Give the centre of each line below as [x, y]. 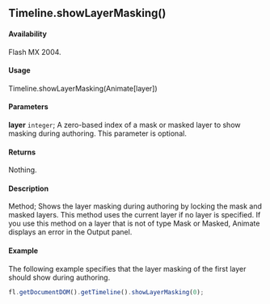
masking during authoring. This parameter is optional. [98, 133]
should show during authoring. [59, 277]
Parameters [28, 107]
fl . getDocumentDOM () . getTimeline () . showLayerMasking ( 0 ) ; [106, 292]
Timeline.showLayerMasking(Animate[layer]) [83, 88]
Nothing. [23, 170]
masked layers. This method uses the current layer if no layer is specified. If [135, 215]
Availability [27, 34]
